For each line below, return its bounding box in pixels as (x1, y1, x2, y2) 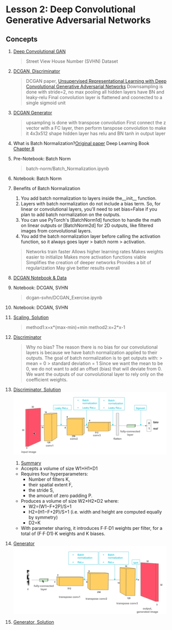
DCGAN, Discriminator (13, 68, 61, 74)
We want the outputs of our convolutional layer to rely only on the (26, 371, 164, 377)
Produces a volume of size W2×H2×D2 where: (20, 498, 119, 504)
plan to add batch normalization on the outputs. (20, 212, 121, 218)
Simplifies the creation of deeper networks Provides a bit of (26, 260, 152, 265)
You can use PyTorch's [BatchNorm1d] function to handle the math (20, 217, 161, 223)
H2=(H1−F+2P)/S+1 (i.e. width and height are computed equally (28, 509, 162, 515)
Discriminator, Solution (13, 387, 61, 392)
